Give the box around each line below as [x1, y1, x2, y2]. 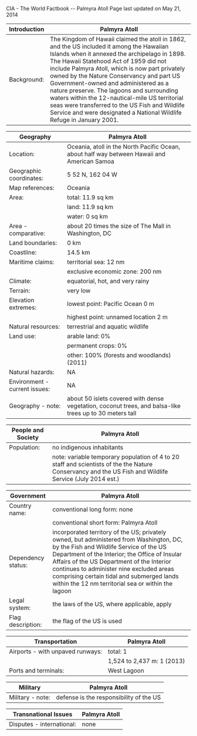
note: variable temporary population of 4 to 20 [52, 453, 180, 461]
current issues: [9, 385, 50, 393]
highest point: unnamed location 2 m [67, 313, 168, 321]
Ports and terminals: [9, 667, 64, 674]
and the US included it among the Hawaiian [49, 42, 169, 51]
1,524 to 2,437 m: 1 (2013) [107, 657, 186, 665]
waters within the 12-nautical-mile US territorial [49, 94, 184, 102]
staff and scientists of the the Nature [52, 461, 153, 468]
